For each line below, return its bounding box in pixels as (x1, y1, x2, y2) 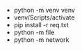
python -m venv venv (13, 6, 75, 14)
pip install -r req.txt (13, 21, 69, 29)
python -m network (13, 36, 69, 44)
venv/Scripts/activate (13, 13, 75, 22)
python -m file (13, 28, 55, 36)
